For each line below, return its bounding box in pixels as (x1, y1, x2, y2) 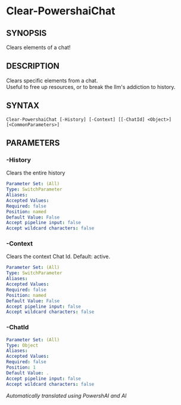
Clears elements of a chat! (6, 44, 71, 51)
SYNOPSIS (6, 28, 47, 38)
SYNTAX (6, 100, 40, 111)
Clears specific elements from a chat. (6, 76, 98, 84)
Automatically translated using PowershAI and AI (6, 392, 127, 399)
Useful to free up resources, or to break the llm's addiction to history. (6, 83, 176, 90)
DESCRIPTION (6, 61, 60, 71)
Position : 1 (6, 364, 36, 371)
